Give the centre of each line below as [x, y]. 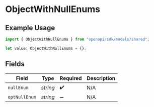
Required [71, 78]
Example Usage [30, 28]
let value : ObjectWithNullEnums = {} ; [46, 48]
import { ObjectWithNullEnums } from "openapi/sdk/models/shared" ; [78, 39]
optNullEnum [22, 97]
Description [101, 78]
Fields [15, 64]
